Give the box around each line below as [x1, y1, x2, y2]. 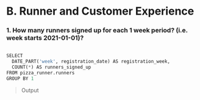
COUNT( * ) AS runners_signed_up [12, 64, 91, 71]
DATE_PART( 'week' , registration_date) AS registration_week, [12, 59, 171, 65]
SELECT [6, 53, 23, 59]
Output [21, 87, 39, 94]
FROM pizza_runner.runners [6, 70, 75, 76]
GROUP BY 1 [6, 75, 34, 82]
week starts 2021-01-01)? [6, 34, 84, 42]
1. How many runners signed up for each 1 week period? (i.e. [6, 26, 188, 35]
